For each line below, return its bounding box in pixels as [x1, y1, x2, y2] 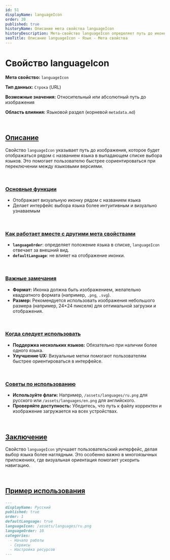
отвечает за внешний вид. [12, 247, 69, 253]
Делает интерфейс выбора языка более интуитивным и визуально [12, 202, 157, 208]
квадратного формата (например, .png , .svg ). [12, 292, 111, 298]
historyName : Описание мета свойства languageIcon [5, 26, 114, 31]
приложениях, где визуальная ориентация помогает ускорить [5, 457, 140, 463]
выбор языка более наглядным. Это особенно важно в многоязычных [5, 451, 157, 457]
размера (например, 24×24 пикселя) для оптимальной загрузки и [12, 302, 156, 309]
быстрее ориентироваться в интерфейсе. [12, 358, 103, 364]
